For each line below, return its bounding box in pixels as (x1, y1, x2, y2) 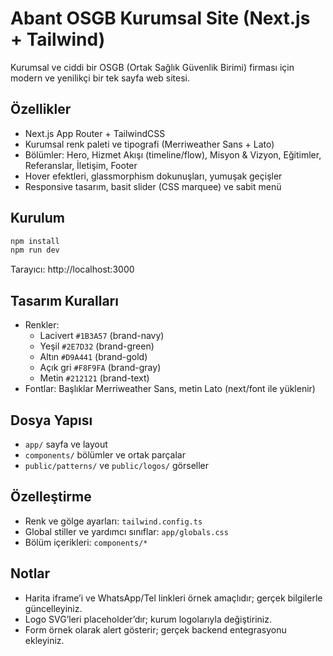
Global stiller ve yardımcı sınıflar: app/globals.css (24, 525, 229, 537)
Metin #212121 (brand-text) (39, 372, 150, 384)
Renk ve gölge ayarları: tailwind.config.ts (24, 515, 203, 527)
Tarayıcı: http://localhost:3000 (10, 263, 135, 276)
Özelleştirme (10, 488, 92, 506)
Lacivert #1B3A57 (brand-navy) (39, 330, 165, 342)
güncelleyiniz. (24, 602, 83, 614)
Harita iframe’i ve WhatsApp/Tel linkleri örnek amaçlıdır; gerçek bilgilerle (24, 592, 323, 604)
